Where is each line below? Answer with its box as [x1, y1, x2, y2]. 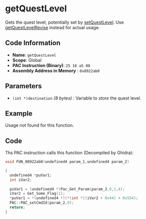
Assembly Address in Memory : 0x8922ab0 [12, 68, 100, 73]
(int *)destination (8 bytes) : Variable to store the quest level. [12, 95, 142, 101]
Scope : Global [12, 57, 42, 63]
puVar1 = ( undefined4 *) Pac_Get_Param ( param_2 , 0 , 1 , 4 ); [9, 186, 125, 191]
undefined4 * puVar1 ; [9, 173, 52, 178]
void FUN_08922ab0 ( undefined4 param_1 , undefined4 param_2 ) [5, 159, 130, 164]
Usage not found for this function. [5, 122, 74, 128]
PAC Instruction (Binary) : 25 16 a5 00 [12, 62, 91, 68]
